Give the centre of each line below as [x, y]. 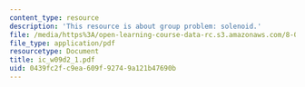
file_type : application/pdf [63, 43]
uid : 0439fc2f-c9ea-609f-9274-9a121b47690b [93, 69]
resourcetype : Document [54, 52]
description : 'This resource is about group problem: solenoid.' [135, 26]
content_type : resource [54, 18]
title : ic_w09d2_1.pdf [52, 60]
